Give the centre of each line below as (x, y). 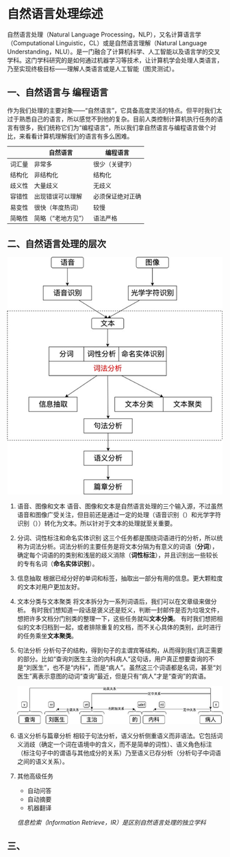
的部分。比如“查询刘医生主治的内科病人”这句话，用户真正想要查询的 (113, 659)
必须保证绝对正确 (117, 196)
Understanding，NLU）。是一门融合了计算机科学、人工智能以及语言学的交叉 (114, 52)
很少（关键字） (114, 164)
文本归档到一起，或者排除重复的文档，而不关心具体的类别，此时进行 (125, 627)
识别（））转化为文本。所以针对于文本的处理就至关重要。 (97, 523)
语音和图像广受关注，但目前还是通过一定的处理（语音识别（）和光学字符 (119, 515)
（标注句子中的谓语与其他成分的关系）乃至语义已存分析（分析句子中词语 (119, 753)
